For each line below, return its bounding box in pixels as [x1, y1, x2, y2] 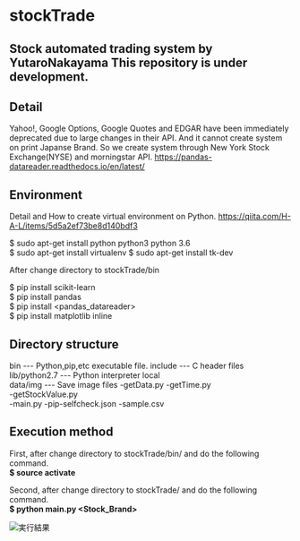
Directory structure [9, 337, 119, 352]
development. [9, 69, 90, 84]
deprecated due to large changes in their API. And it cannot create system [9, 133, 283, 143]
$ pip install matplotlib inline [9, 311, 113, 322]
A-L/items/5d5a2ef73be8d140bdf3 [9, 220, 139, 231]
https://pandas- [154, 151, 212, 162]
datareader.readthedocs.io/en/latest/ [9, 161, 145, 172]
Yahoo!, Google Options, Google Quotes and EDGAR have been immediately [9, 123, 289, 134]
